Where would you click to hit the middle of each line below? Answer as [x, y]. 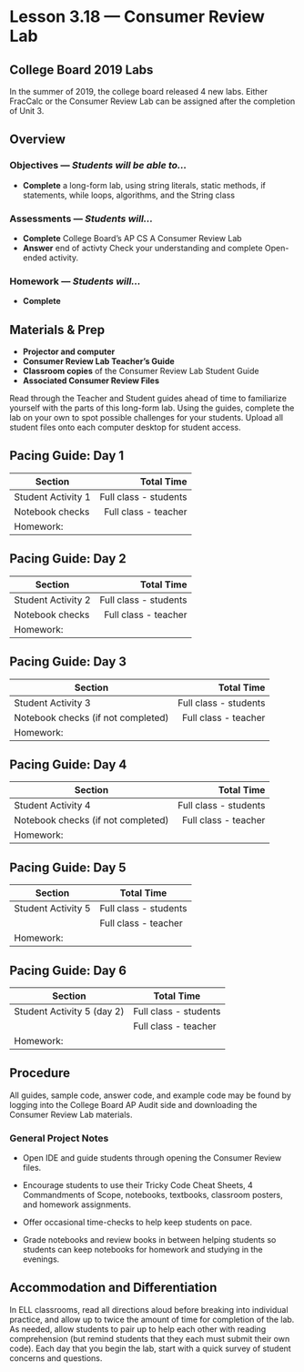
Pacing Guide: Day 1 [67, 456]
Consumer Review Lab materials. [71, 1114]
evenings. [41, 1259]
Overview [38, 140]
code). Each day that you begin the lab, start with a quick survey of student [150, 1348]
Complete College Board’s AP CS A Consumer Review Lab [132, 238]
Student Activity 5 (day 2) [69, 1011]
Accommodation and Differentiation [113, 1288]
